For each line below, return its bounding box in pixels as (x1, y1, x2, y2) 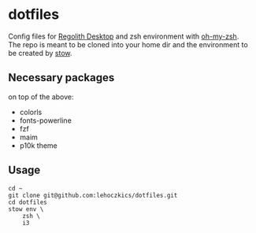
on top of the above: (8, 92, 74, 102)
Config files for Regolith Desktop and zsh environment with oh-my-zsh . (8, 31, 239, 41)
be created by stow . (8, 48, 72, 57)
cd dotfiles (8, 198, 47, 206)
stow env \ (8, 205, 44, 213)
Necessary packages (8, 71, 115, 84)
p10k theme (19, 140, 58, 150)
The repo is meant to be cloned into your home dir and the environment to (8, 39, 248, 49)
